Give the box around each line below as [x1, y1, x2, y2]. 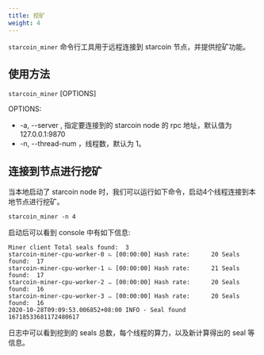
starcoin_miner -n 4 [8, 213, 77, 221]
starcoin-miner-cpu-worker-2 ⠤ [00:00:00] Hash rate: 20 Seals [8, 279, 240, 287]
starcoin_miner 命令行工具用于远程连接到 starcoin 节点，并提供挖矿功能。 [8, 41, 251, 52]
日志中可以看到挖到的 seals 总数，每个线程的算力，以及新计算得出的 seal [8, 328, 247, 338]
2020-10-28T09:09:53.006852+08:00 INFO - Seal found [8, 307, 186, 314]
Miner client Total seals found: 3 [8, 244, 129, 252]
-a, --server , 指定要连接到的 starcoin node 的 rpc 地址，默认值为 [19, 121, 232, 130]
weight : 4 [8, 19, 41, 27]
